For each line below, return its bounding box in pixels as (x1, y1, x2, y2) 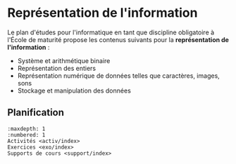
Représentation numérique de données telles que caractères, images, (17, 71, 220, 80)
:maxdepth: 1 (7, 125, 46, 132)
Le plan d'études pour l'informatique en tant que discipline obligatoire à (7, 28, 215, 36)
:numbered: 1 (7, 131, 46, 138)
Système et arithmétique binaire (17, 56, 111, 64)
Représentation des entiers (17, 64, 97, 72)
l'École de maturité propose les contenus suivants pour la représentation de (7, 35, 229, 43)
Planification (7, 107, 65, 118)
